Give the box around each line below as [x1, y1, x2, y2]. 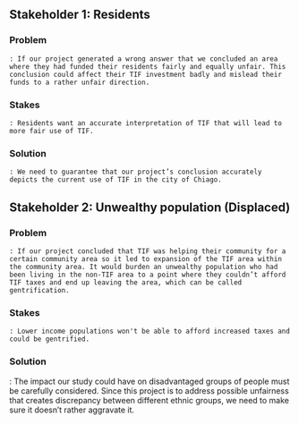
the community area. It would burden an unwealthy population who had [9, 262, 278, 271]
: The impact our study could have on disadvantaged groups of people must [9, 376, 290, 386]
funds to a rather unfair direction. [9, 78, 150, 87]
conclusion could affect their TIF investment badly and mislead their [9, 70, 282, 79]
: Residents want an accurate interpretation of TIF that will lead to [9, 118, 282, 128]
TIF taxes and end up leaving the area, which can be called [9, 277, 243, 287]
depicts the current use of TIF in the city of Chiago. [9, 175, 222, 184]
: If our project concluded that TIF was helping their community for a [9, 246, 286, 256]
